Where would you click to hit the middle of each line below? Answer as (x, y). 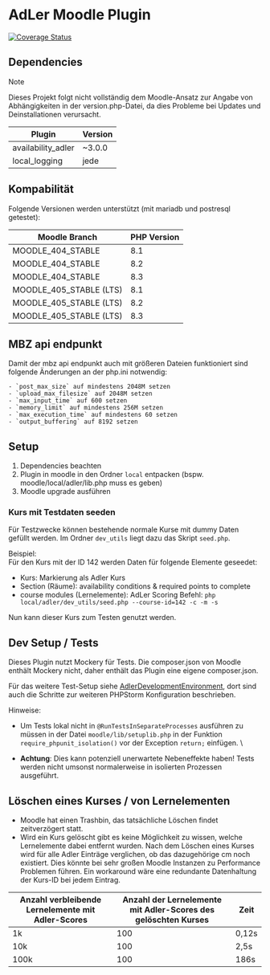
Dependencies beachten (61, 466)
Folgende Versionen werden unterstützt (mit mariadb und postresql (119, 208)
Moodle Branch (67, 237)
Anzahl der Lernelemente (172, 900)
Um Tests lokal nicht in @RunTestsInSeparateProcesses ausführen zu (131, 726)
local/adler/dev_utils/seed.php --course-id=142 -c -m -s (119, 603)
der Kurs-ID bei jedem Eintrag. (70, 880)
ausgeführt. (39, 776)
